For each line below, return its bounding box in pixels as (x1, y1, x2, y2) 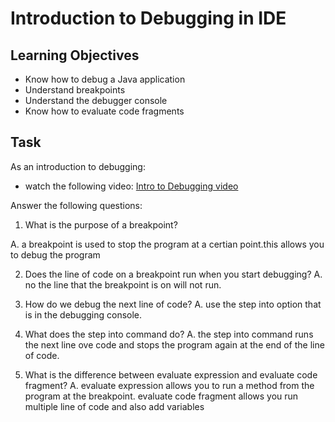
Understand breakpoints (24, 84, 126, 96)
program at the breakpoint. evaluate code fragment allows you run (24, 390, 299, 402)
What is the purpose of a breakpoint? (24, 218, 178, 231)
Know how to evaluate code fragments (24, 105, 185, 117)
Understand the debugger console (24, 95, 168, 106)
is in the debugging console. (24, 308, 143, 321)
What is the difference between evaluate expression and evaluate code (24, 368, 318, 381)
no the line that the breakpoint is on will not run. (24, 278, 222, 291)
